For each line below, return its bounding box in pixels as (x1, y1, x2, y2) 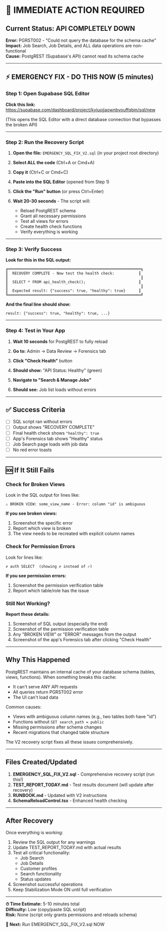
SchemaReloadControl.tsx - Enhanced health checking (12, 798, 127, 803)
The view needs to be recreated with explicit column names (12, 531, 135, 536)
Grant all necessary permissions (20, 213, 86, 219)
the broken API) (5, 122, 38, 128)
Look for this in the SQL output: (5, 257, 71, 263)
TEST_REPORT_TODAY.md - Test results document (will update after (12, 782, 154, 788)
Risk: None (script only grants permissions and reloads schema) (5, 912, 137, 918)
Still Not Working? (5, 600, 50, 607)
